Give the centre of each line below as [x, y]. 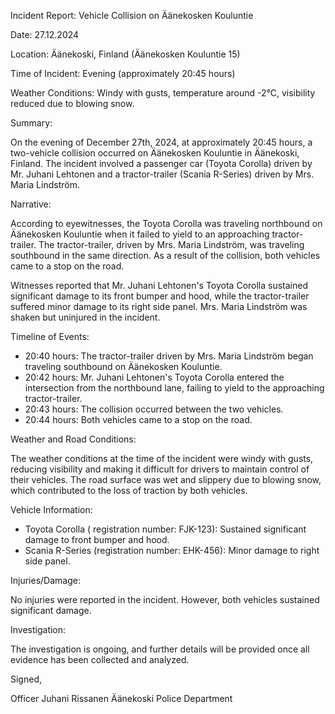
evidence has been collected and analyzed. [100, 659]
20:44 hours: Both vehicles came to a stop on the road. [138, 419]
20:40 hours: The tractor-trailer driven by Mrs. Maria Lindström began [169, 356]
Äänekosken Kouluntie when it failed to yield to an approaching [140, 234]
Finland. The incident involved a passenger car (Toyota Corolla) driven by [161, 163]
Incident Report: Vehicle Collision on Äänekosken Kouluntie [132, 15]
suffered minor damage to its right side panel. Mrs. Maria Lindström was [159, 306]
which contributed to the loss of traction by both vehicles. [129, 490]
